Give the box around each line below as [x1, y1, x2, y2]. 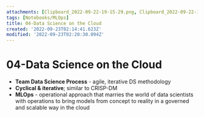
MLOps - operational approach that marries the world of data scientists [15, 91, 194, 98]
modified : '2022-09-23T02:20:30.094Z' [6, 32, 104, 38]
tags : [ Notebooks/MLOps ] [6, 15, 69, 21]
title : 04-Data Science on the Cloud [6, 20, 102, 26]
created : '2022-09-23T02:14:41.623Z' [6, 26, 102, 32]
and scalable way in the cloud [15, 104, 90, 112]
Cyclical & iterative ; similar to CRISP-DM [15, 85, 118, 92]
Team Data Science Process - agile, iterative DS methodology [15, 78, 171, 85]
